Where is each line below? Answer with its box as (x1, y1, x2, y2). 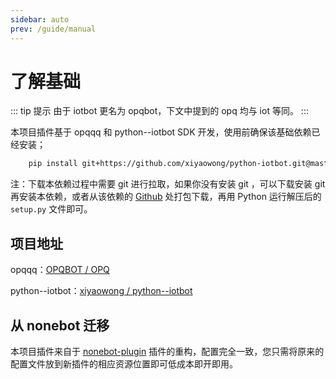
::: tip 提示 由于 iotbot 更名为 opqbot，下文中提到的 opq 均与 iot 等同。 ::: (10, 105, 309, 117)
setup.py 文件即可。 (10, 203, 93, 215)
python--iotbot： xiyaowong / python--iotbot (10, 285, 193, 297)
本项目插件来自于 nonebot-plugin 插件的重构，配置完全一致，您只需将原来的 (10, 345, 325, 357)
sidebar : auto (10, 14, 70, 25)
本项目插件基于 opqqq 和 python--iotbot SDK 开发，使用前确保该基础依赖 (10, 126, 312, 138)
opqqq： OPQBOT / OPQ (10, 264, 110, 276)
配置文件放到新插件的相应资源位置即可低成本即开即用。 (10, 357, 238, 370)
